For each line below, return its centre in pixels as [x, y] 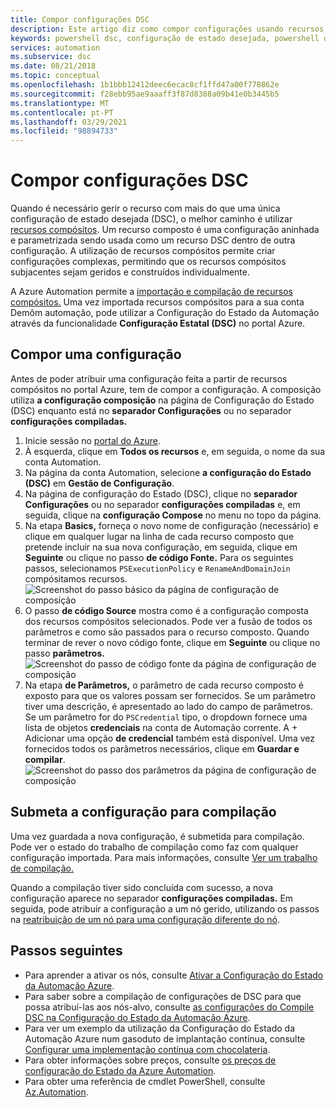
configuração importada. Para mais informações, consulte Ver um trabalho [164, 857]
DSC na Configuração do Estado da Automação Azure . [137, 1017]
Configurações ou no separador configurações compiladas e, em [162, 504]
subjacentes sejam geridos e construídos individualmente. [130, 272]
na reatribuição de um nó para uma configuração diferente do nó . [145, 919]
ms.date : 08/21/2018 [53, 66]
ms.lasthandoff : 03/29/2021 [69, 122]
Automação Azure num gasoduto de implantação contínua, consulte [165, 1038]
